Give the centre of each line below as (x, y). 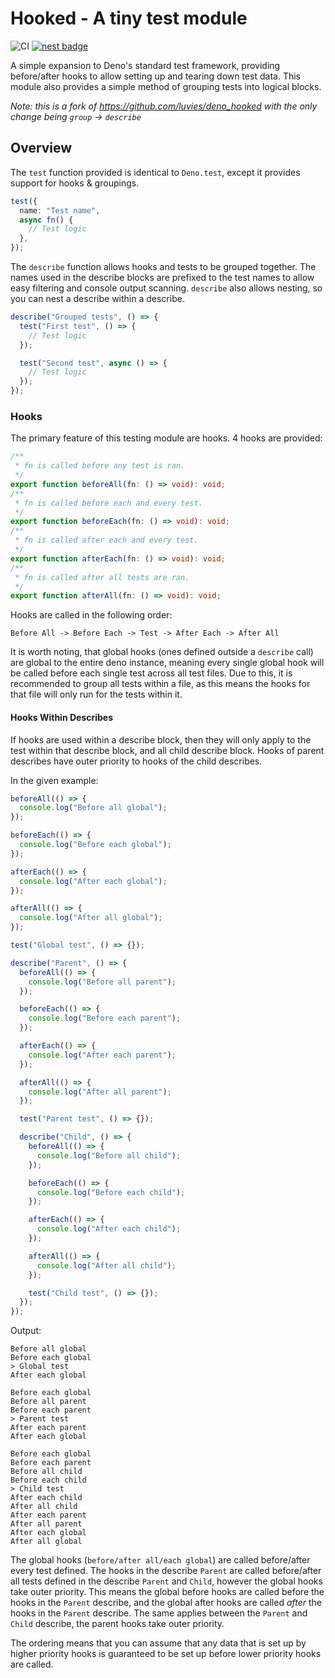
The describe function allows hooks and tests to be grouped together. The (163, 266)
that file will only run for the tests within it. (96, 694)
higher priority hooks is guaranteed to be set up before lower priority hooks (166, 1654)
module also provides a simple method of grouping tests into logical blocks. (166, 86)
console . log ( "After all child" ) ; (106, 1265)
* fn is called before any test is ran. (100, 466)
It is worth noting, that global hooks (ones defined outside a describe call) (162, 652)
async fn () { (46, 220)
